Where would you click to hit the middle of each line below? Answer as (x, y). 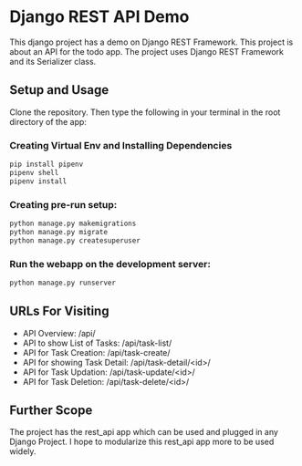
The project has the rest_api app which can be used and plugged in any (144, 432)
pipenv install (38, 181)
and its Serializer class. (53, 61)
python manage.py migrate (58, 232)
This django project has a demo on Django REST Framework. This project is (151, 42)
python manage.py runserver (63, 283)
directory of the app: (48, 121)
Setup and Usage (59, 90)
